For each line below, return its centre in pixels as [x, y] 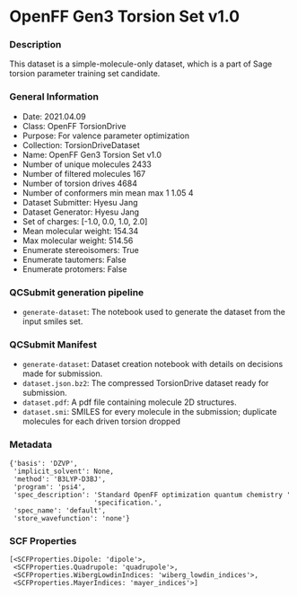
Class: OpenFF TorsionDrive [74, 126]
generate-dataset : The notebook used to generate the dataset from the [153, 312]
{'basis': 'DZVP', [44, 463]
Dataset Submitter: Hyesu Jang [80, 202]
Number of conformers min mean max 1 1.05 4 [108, 193]
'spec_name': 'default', [59, 510]
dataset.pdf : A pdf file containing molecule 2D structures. [130, 402]
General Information [54, 97]
